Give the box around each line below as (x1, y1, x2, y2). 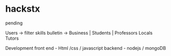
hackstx (5, 3, 40, 15)
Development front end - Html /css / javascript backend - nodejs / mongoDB (5, 45, 166, 51)
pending (5, 20, 23, 26)
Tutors (5, 35, 19, 41)
